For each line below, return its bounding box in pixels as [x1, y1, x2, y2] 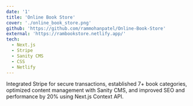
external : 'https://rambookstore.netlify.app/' [6, 31, 126, 37]
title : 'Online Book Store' [6, 14, 76, 20]
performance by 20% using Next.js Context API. [6, 93, 124, 100]
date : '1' [6, 8, 31, 15]
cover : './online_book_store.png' [6, 20, 92, 26]
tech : [6, 36, 20, 42]
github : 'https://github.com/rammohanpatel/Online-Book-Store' [6, 25, 166, 32]
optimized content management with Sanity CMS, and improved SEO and [6, 87, 185, 94]
